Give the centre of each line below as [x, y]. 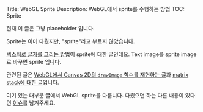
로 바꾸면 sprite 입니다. [34, 62]
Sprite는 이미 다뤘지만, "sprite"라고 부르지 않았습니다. [71, 41]
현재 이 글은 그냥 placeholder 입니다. [50, 28]
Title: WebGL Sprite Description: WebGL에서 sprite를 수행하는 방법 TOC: [95, 9]
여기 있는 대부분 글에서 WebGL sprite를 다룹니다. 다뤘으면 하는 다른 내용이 [95, 95]
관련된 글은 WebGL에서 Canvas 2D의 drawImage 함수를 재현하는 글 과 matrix [98, 75]
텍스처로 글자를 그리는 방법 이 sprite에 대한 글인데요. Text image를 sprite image [102, 54]
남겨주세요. [42, 103]
